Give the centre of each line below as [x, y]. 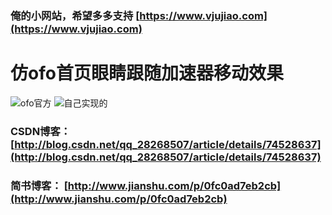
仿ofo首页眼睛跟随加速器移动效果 [147, 73]
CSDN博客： [41, 131]
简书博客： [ [39, 185]
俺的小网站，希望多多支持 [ [75, 15]
